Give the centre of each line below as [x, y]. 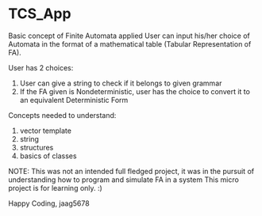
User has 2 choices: [41, 67]
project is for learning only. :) [56, 188]
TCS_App [40, 14]
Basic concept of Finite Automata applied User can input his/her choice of [129, 36]
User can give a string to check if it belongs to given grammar [121, 83]
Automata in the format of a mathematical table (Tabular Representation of [130, 44]
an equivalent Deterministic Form [74, 100]
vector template [45, 131]
